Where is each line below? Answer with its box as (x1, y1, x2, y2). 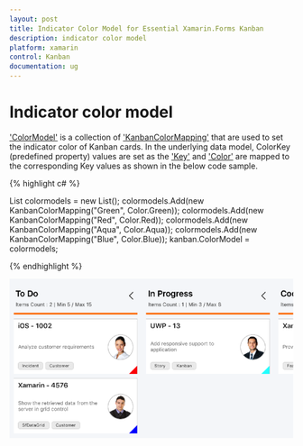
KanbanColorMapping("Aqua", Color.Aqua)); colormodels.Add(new (9, 223, 258, 234)
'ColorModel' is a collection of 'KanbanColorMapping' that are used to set (9, 132, 284, 142)
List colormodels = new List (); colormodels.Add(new (9, 195, 205, 206)
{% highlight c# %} (9, 177, 80, 188)
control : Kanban (9, 52, 70, 62)
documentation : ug (9, 62, 78, 71)
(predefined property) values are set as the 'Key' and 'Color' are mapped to (9, 150, 290, 161)
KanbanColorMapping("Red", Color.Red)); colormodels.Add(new (9, 214, 248, 225)
